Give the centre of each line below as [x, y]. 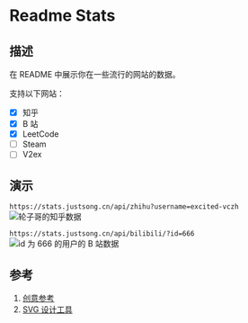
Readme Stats [62, 16]
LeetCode [40, 134]
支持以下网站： [37, 94]
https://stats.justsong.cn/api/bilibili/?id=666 [102, 234]
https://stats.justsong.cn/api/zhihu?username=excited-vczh [124, 207]
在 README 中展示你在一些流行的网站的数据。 [95, 74]
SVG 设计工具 [48, 309]
